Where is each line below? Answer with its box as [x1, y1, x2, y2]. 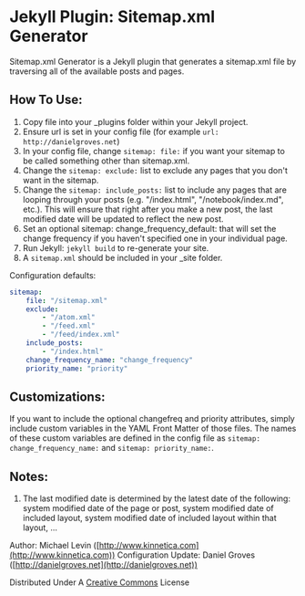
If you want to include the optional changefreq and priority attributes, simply [9, 413, 296, 424]
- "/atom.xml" [42, 313, 96, 322]
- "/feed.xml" [42, 321, 96, 330]
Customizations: [9, 389, 106, 404]
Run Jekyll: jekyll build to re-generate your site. [22, 242, 209, 253]
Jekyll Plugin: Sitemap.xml [9, 6, 216, 27]
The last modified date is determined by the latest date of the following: [22, 493, 291, 504]
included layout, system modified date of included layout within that [22, 513, 278, 524]
